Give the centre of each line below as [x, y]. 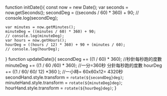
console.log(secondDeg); [32, 18]
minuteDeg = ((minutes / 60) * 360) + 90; [51, 32]
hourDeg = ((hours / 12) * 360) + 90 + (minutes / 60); [65, 45]
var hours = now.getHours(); [36, 40]
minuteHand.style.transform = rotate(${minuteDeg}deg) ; [64, 83]
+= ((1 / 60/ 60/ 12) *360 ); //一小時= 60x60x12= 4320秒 [64, 72]
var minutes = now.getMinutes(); [40, 27]
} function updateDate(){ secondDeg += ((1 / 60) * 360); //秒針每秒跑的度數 [83, 59]
